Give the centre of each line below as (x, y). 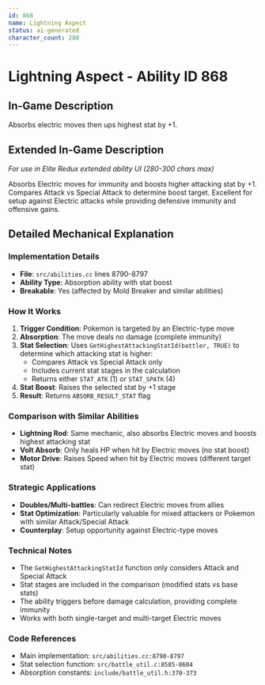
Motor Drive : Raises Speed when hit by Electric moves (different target (135, 459)
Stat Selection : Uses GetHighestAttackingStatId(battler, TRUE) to (129, 346)
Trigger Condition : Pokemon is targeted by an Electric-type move (127, 328)
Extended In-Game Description (86, 150)
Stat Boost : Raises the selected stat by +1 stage (98, 388)
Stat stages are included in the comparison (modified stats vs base (129, 584)
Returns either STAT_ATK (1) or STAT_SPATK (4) (103, 379)
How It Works (35, 311)
